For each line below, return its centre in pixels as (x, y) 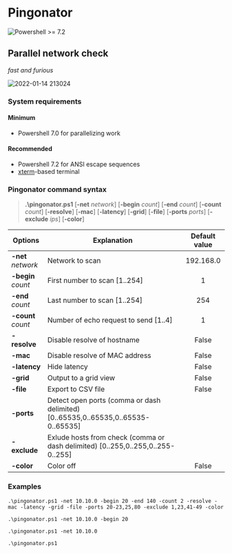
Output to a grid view (81, 378)
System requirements (45, 101)
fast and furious (31, 70)
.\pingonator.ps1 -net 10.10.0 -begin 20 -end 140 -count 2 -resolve (110, 501)
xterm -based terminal (49, 172)
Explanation (113, 241)
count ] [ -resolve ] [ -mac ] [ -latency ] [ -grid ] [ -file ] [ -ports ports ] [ (117, 212)
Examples (25, 486)
